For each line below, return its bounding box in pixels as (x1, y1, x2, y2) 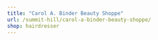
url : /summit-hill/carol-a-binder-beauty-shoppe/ (7, 16, 152, 23)
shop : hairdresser (7, 22, 60, 29)
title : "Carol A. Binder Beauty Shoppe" (7, 9, 124, 17)
